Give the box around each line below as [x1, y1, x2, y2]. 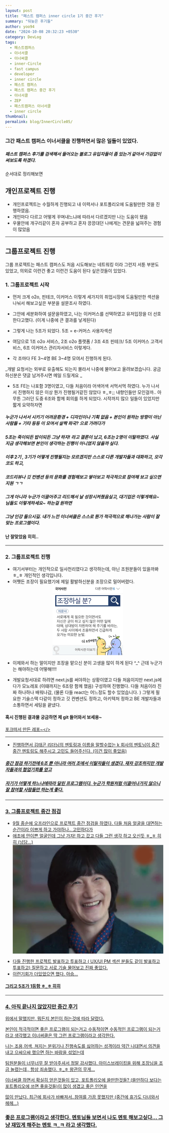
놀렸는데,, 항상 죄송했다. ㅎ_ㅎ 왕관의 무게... [10, 1066, 95, 1072]
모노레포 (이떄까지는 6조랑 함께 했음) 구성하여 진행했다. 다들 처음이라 [22, 683, 156, 689]
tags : [5, 40, 17, 45]
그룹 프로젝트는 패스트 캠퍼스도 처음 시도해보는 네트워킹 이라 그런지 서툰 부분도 [5, 261, 159, 267]
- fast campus [10, 66, 39, 71]
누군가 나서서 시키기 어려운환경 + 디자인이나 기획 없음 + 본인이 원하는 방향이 [5, 414, 152, 420]
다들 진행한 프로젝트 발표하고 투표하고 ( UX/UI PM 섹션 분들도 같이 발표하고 [12, 958, 160, 964]
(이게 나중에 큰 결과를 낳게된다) [35, 317, 96, 323]
